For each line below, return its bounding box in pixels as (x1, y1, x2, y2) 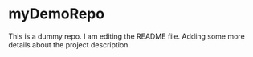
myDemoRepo (8, 5, 105, 23)
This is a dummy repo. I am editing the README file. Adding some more (8, 31, 245, 41)
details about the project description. (8, 39, 131, 49)
